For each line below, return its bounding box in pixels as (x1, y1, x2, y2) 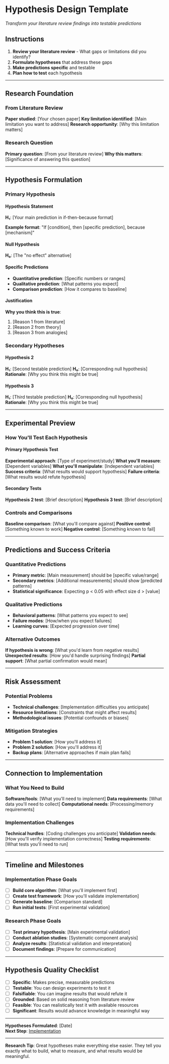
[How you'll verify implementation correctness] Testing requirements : (5, 836, 151, 842)
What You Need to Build (5, 784, 64, 791)
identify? (12, 54, 31, 60)
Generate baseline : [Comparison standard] (12, 899, 103, 905)
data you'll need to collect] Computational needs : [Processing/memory (5, 801, 154, 807)
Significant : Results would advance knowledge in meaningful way (12, 1008, 150, 1014)
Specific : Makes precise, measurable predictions (12, 979, 115, 985)
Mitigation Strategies (5, 727, 58, 734)
